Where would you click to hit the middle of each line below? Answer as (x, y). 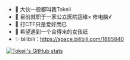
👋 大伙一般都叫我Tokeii (43, 9)
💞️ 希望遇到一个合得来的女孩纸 (51, 31)
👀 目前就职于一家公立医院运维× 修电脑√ (63, 17)
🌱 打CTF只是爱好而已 (41, 24)
